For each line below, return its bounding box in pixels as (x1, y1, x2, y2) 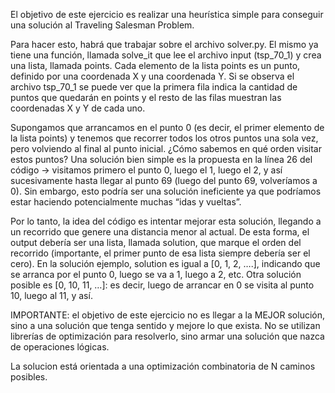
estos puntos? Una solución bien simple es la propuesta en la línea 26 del (10, 154, 313, 165)
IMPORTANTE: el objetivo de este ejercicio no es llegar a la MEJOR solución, (10, 309, 326, 321)
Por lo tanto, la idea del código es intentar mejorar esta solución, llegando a (10, 215, 322, 227)
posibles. (10, 371, 48, 383)
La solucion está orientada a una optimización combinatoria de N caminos (10, 360, 316, 372)
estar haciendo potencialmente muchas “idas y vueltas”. (10, 196, 242, 208)
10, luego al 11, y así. (10, 290, 93, 301)
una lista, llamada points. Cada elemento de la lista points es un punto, (10, 60, 301, 71)
